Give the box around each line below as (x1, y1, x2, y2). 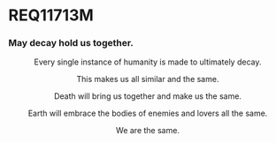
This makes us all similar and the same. (76, 74, 219, 85)
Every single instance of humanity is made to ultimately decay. (34, 56, 262, 67)
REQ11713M (8, 5, 94, 26)
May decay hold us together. (8, 37, 134, 49)
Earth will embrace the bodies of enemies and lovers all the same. (27, 108, 268, 119)
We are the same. (115, 125, 180, 136)
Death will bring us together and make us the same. (53, 91, 242, 102)
